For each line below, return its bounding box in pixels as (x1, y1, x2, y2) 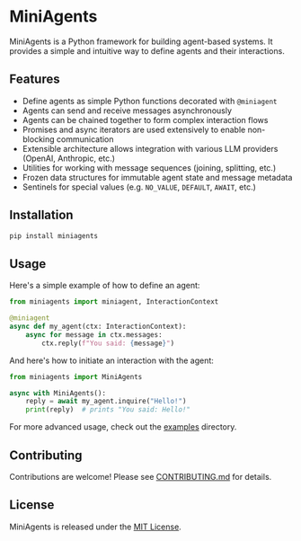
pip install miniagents (9, 231, 99, 240)
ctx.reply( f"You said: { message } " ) (41, 339, 175, 348)
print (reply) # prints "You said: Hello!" (25, 405, 191, 414)
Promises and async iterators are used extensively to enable (22, 124, 246, 135)
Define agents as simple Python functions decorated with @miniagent (22, 95, 278, 106)
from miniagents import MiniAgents (9, 372, 143, 381)
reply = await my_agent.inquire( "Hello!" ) (25, 397, 187, 406)
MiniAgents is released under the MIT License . (9, 521, 181, 532)
